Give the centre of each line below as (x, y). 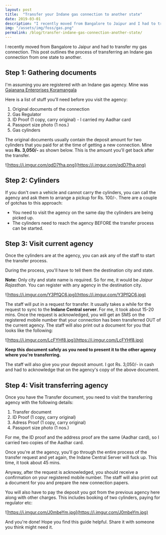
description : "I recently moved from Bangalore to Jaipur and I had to (80, 23)
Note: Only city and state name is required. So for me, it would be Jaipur (79, 280)
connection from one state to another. (44, 57)
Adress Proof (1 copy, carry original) (49, 422)
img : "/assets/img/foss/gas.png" (40, 28)
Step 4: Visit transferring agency (57, 385)
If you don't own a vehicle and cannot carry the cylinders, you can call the (81, 192)
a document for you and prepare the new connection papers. (67, 483)
